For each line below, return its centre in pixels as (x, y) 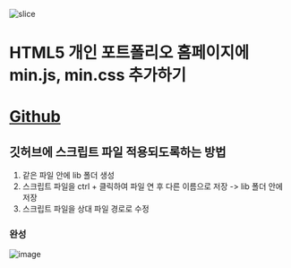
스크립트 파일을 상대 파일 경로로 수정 (86, 209)
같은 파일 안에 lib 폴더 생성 (68, 176)
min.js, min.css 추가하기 (98, 75)
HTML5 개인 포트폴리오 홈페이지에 (129, 53)
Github (35, 117)
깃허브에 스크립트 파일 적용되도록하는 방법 (118, 152)
